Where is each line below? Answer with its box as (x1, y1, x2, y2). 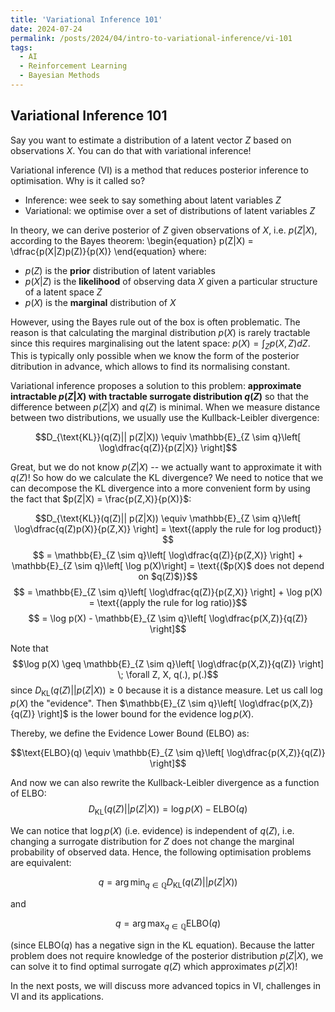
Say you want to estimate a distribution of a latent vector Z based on (10, 134, 292, 146)
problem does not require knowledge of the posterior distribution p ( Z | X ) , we (10, 949, 324, 961)
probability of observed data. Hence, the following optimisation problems (10, 846, 312, 858)
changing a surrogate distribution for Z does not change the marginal (10, 836, 295, 848)
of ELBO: (10, 787, 47, 800)
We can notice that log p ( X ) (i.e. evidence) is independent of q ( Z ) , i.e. (10, 825, 295, 837)
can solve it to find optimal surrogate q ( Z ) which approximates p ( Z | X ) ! (10, 960, 298, 972)
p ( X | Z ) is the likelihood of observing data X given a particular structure (24, 275, 318, 287)
